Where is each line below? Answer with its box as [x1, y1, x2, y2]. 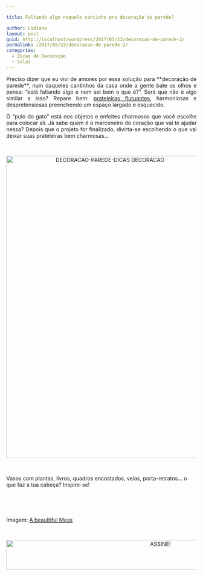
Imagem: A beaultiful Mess [6, 516, 73, 523]
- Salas [11, 59, 31, 65]
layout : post [6, 31, 39, 37]
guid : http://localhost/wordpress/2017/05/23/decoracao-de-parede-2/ [6, 36, 185, 42]
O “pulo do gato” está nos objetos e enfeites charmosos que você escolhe [6, 112, 197, 120]
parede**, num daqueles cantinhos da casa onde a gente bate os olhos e [6, 82, 197, 89]
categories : [6, 48, 36, 54]
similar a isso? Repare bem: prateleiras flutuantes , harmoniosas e [6, 94, 197, 102]
